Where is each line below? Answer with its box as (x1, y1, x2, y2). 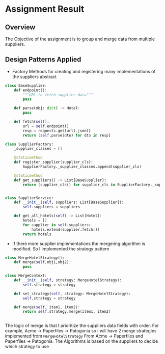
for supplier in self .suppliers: (23, 222, 91, 227)
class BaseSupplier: (5, 83, 48, 88)
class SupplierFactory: (5, 141, 54, 147)
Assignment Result (5, 3, 84, 15)
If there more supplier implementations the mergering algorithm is (12, 241, 146, 246)
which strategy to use (5, 344, 49, 350)
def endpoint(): (14, 87, 48, 93)
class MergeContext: (5, 273, 48, 278)
